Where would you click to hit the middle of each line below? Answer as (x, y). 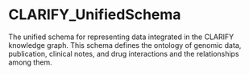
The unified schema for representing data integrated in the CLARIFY (121, 37)
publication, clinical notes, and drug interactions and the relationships (124, 53)
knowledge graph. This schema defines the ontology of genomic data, (125, 45)
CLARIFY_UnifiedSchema (95, 15)
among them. (30, 62)
